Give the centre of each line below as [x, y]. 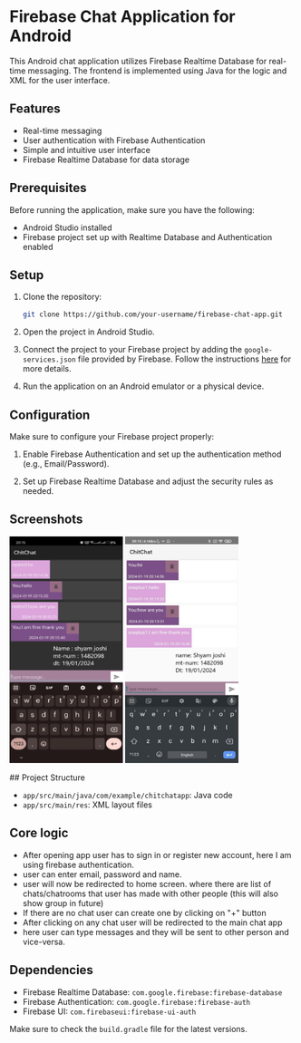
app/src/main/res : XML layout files [87, 805]
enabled [38, 246]
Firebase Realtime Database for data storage [106, 159]
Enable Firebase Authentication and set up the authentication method [152, 454]
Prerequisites [48, 188]
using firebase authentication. [78, 864]
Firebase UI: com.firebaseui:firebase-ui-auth [109, 1011]
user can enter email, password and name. [102, 874]
